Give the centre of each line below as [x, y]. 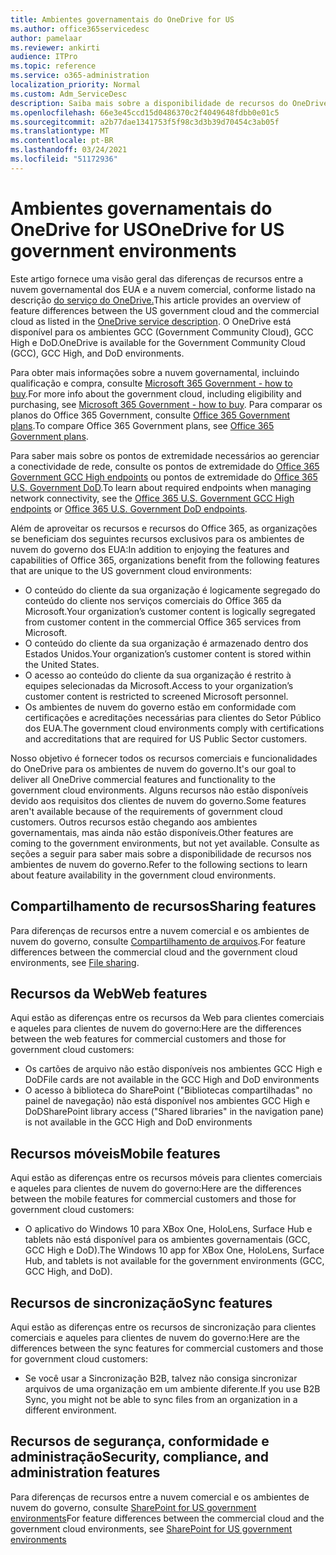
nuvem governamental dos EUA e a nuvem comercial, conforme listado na [163, 289]
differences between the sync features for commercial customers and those [167, 1348]
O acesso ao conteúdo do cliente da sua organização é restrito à [158, 675]
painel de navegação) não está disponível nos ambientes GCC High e [167, 1101]
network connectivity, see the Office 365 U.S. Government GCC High [152, 498]
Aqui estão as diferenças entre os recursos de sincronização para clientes [163, 1327]
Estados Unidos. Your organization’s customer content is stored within [168, 653]
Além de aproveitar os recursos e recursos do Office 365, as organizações [164, 528]
